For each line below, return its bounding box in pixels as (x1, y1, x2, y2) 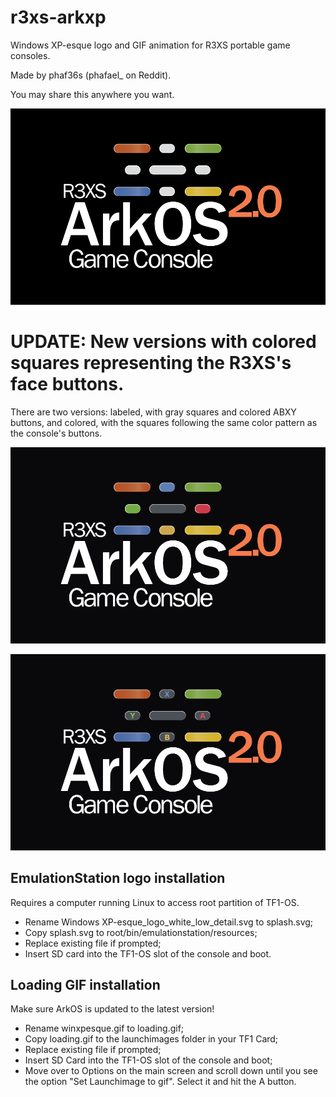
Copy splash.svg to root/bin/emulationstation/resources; (24, 926, 258, 938)
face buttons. (10, 373, 125, 396)
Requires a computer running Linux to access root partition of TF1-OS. (10, 896, 300, 908)
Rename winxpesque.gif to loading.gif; (24, 1022, 185, 1035)
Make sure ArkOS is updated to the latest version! (10, 1003, 215, 1015)
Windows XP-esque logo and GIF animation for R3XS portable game (10, 39, 291, 51)
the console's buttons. (10, 427, 103, 439)
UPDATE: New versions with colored (10, 331, 317, 353)
